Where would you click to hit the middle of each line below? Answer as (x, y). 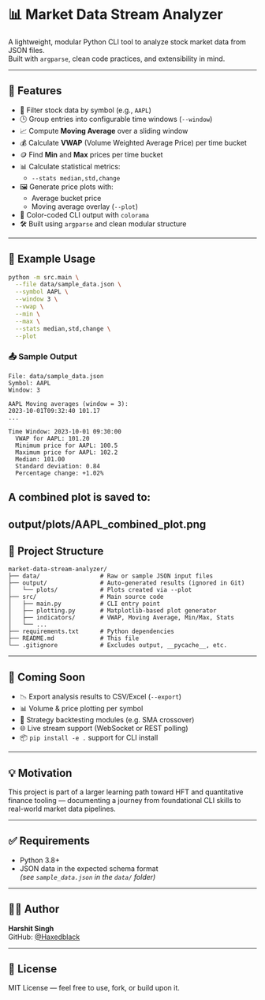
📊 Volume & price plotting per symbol (81, 709)
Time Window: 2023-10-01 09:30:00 (65, 431)
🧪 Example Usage (52, 259)
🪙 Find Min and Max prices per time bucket (91, 154)
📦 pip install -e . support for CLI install (89, 738)
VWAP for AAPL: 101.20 (52, 438)
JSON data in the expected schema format (89, 868)
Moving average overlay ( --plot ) (85, 206)
